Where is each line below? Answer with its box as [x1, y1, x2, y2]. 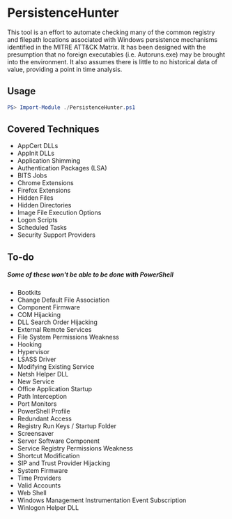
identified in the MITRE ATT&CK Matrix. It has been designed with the [7, 43, 206, 51]
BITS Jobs [17, 171, 47, 180]
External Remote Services [17, 325, 92, 333]
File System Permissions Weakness [17, 332, 120, 341]
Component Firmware [17, 302, 80, 312]
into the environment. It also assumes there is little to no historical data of [7, 57, 218, 66]
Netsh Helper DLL [17, 370, 69, 378]
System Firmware [17, 466, 68, 474]
